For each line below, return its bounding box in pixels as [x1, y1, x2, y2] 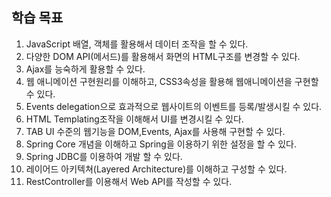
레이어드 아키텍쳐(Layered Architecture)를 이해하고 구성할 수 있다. [25, 163, 288, 175]
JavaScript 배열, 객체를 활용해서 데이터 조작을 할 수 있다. [25, 38, 249, 50]
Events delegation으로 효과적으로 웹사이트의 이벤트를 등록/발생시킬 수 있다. [25, 100, 323, 112]
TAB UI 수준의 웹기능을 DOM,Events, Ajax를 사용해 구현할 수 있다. [25, 125, 286, 137]
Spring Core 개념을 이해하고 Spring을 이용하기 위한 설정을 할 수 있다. [25, 138, 297, 150]
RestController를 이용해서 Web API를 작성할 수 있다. [25, 175, 233, 187]
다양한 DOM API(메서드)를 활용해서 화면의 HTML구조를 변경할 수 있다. [25, 50, 301, 62]
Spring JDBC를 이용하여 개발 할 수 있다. [25, 150, 183, 162]
